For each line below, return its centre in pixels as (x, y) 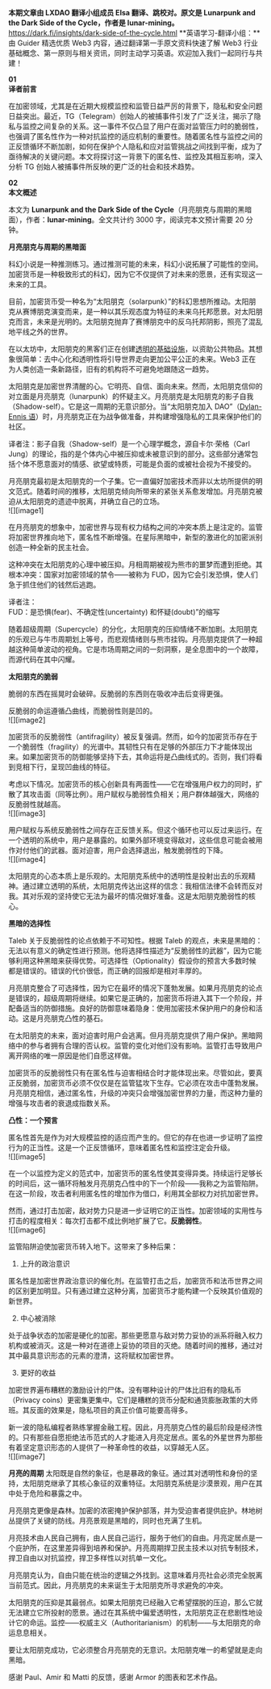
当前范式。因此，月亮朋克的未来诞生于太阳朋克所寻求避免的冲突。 (118, 1585)
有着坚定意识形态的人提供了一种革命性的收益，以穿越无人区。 (111, 1447)
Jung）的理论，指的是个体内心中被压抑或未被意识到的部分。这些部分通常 (130, 454)
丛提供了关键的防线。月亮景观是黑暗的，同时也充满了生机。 (107, 1521)
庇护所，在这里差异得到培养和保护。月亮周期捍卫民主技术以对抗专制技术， (139, 1548)
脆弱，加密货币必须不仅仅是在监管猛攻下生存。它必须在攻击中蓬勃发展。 (142, 1083)
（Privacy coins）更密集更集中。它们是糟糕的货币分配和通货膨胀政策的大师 (133, 1400)
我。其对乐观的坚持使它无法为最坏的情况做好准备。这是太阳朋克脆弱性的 (128, 896)
